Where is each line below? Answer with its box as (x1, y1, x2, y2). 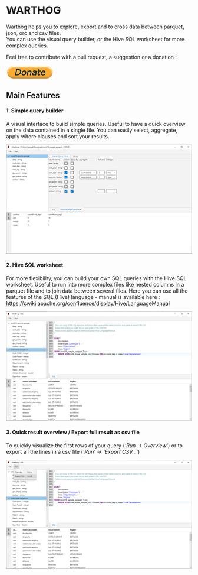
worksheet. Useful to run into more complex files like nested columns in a (6, 281, 184, 288)
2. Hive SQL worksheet (6, 261, 64, 269)
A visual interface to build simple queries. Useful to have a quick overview (6, 120, 186, 127)
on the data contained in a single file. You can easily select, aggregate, (6, 126, 178, 134)
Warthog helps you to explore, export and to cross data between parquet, (6, 23, 184, 30)
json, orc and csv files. (6, 29, 61, 36)
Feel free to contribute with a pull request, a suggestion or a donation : (6, 53, 177, 60)
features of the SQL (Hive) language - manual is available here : (6, 294, 160, 301)
